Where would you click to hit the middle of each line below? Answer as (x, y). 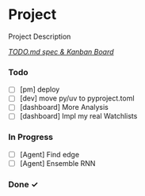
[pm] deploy (40, 89)
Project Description (40, 36)
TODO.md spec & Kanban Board (61, 51)
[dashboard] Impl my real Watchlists (78, 116)
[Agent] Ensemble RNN (57, 163)
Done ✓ (23, 184)
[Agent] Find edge (50, 154)
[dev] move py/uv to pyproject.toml (77, 98)
